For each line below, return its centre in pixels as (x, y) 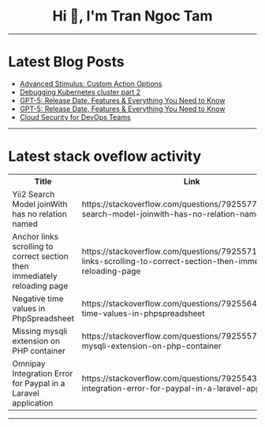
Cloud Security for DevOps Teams (75, 117)
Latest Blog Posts (66, 62)
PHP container (39, 351)
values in (29, 308)
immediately (35, 276)
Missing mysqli (40, 331)
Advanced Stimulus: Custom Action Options (91, 84)
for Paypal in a (39, 383)
